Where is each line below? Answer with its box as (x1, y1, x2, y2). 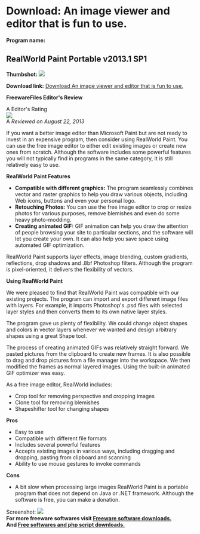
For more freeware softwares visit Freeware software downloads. (6, 514, 172, 521)
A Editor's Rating (6, 105, 48, 112)
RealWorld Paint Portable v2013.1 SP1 (6, 54, 147, 64)
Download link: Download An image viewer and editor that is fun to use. (6, 82, 184, 89)
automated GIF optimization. (14, 241, 85, 249)
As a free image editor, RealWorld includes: (6, 381, 112, 388)
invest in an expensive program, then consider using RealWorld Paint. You (6, 136, 188, 143)
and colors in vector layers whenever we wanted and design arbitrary (6, 326, 177, 333)
